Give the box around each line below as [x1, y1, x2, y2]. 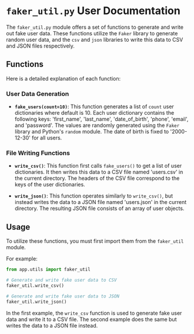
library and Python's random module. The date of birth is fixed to [14, 128, 169, 135]
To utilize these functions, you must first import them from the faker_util [6, 238, 184, 245]
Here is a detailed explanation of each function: [6, 75, 121, 82]
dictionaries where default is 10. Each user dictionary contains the [14, 109, 175, 116]
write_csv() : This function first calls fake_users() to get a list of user [14, 162, 182, 169]
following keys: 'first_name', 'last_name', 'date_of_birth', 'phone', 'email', [14, 116, 189, 123]
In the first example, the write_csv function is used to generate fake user [6, 309, 182, 316]
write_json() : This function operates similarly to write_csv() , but [14, 192, 173, 199]
